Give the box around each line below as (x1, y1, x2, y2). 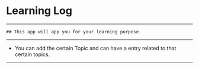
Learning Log (6, 4, 73, 18)
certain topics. (14, 51, 50, 58)
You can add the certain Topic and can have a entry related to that (14, 44, 176, 51)
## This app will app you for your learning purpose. (6, 29, 142, 34)
